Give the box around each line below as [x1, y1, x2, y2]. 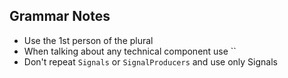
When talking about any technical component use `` [23, 45, 237, 57]
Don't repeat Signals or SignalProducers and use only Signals [23, 55, 278, 68]
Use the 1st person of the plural [23, 34, 154, 46]
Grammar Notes [9, 8, 111, 25]
